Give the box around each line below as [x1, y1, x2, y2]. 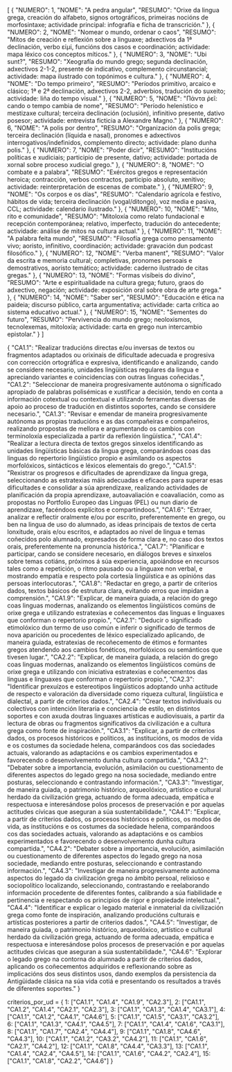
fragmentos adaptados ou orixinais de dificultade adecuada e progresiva [7, 351, 215, 359]
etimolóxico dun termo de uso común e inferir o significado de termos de [7, 623, 216, 632]
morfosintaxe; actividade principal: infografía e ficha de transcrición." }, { [7, 21, 215, 28]
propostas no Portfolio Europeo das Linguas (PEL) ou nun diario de [7, 499, 198, 506]
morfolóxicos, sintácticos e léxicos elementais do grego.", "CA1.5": [7, 461, 197, 469]
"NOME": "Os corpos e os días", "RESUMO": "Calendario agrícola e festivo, [7, 190, 222, 198]
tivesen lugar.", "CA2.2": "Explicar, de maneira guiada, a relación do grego [7, 653, 218, 661]
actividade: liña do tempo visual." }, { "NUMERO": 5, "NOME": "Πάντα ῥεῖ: [7, 94, 218, 103]
